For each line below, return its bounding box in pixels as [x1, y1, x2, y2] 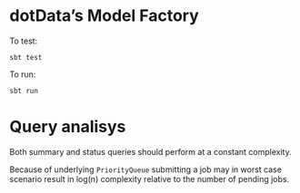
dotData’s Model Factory [9, 5, 200, 26]
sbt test [9, 53, 43, 62]
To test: [9, 35, 38, 46]
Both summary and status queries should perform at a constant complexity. [9, 146, 293, 157]
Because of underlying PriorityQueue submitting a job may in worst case [9, 164, 282, 175]
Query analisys [9, 117, 126, 137]
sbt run [9, 86, 39, 95]
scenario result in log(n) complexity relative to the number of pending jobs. [9, 173, 290, 184]
